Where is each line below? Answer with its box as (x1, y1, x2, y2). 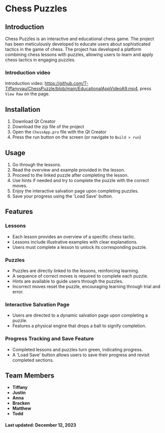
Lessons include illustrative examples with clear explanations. (12, 239, 138, 245)
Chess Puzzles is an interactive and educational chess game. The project (5, 36, 154, 42)
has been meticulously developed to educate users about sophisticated (5, 41, 151, 47)
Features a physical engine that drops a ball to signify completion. (12, 323, 147, 329)
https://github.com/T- (44, 80, 89, 87)
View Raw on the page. (5, 91, 50, 97)
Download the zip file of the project (12, 124, 84, 130)
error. (12, 289, 24, 294)
